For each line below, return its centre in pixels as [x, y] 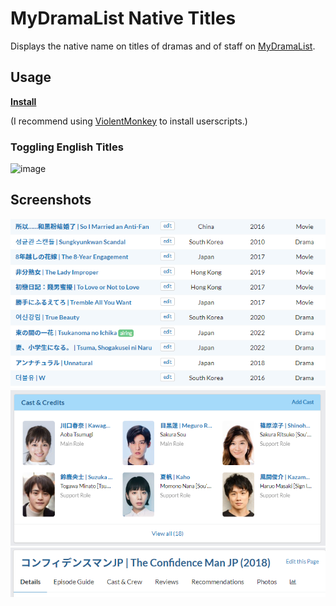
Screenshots [51, 200]
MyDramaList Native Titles [123, 18]
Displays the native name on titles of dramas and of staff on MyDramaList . [163, 46]
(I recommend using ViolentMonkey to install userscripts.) [129, 121]
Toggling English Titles [67, 147]
